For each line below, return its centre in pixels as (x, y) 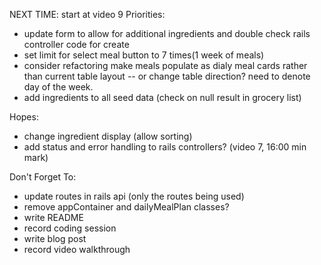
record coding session (70, 228)
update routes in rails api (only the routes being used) (134, 196)
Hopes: (24, 117)
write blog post (55, 238)
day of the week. (58, 87)
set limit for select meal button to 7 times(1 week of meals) (144, 55)
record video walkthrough (77, 249)
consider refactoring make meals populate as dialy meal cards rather (165, 65)
